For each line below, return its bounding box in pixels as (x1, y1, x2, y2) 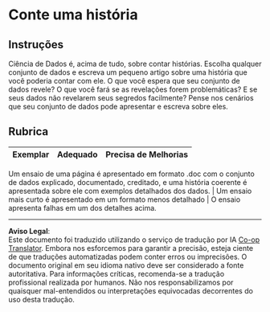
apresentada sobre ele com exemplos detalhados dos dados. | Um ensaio (8, 186, 252, 195)
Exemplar (12, 149, 50, 160)
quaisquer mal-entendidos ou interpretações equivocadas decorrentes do (8, 285, 253, 295)
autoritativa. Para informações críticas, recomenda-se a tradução (8, 269, 225, 278)
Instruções (8, 38, 64, 51)
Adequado (57, 149, 98, 160)
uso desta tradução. (8, 294, 75, 304)
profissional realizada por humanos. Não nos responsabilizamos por (8, 277, 234, 287)
